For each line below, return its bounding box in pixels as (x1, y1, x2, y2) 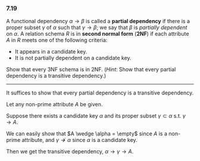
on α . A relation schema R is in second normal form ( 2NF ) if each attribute (6, 30, 189, 37)
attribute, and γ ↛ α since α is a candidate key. (21, 137, 138, 144)
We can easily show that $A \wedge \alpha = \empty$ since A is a (6, 130, 168, 137)
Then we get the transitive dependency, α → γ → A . (6, 148, 134, 155)
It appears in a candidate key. (14, 48, 87, 55)
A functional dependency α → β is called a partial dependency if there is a (6, 18, 190, 25)
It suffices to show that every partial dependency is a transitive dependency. (6, 89, 194, 96)
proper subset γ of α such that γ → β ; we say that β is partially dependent (6, 24, 187, 31)
